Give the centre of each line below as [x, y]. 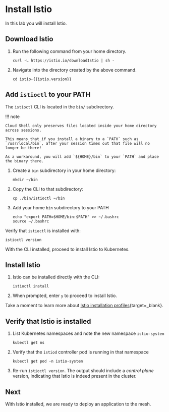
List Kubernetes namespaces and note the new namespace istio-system [88, 333]
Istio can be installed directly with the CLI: [56, 277]
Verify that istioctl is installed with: [43, 230]
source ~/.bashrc [31, 221]
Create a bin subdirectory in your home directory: [64, 170]
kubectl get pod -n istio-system [48, 362]
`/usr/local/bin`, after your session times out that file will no [78, 143]
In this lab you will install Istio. [36, 23]
